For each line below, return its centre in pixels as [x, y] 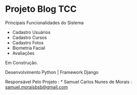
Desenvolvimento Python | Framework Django [52, 72]
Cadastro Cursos [29, 37]
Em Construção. [22, 63]
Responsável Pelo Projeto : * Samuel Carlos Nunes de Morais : [68, 82]
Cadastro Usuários [31, 32]
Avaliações [23, 53]
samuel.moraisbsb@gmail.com [37, 87]
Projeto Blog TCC [41, 9]
